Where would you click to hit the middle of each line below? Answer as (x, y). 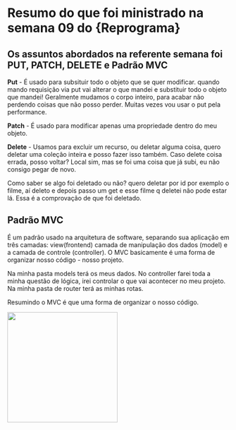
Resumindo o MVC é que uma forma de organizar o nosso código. (103, 302)
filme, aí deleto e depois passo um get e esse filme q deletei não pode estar (117, 191)
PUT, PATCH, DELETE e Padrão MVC (88, 65)
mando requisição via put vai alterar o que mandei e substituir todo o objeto (117, 89)
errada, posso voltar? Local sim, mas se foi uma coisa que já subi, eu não (113, 162)
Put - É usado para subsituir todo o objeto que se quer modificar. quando (113, 82)
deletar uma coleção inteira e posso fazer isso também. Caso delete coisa (115, 154)
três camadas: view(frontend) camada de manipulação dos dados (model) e (117, 244)
